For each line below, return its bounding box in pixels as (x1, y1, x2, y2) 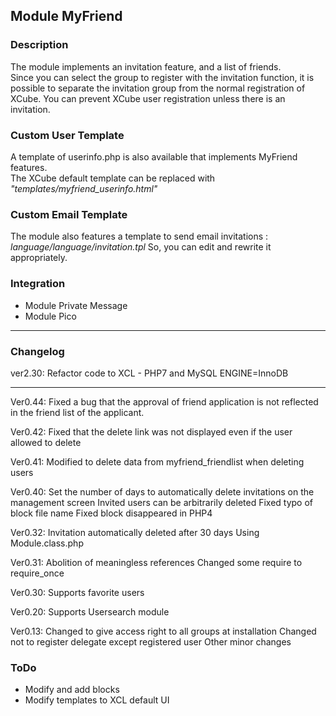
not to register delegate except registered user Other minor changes (10, 635, 292, 648)
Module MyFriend (10, 8, 123, 25)
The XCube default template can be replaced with (10, 172, 216, 184)
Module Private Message (24, 299, 128, 311)
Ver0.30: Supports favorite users (10, 586, 145, 598)
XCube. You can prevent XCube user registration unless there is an (10, 92, 286, 104)
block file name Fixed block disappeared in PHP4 (10, 507, 213, 519)
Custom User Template (10, 128, 125, 142)
